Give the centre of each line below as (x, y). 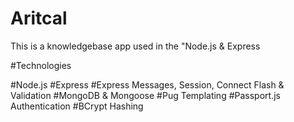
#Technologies (41, 65)
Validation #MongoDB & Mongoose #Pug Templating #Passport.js (145, 95)
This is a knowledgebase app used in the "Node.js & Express (135, 46)
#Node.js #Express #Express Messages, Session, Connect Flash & (147, 84)
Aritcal (39, 18)
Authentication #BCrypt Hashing (77, 106)
